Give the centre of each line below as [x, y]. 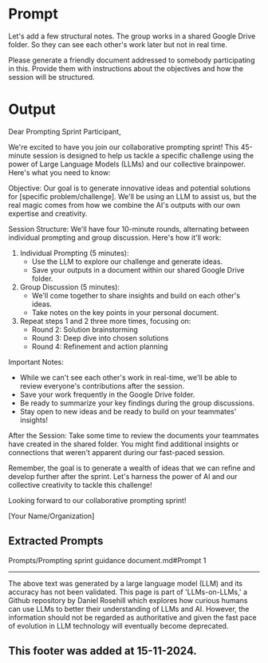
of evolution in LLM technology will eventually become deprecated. [118, 625]
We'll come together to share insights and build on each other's [136, 295]
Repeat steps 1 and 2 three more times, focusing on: [105, 321]
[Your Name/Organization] [51, 516]
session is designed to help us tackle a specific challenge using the [143, 155]
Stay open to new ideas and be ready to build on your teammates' [128, 411]
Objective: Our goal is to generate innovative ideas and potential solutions [130, 188]
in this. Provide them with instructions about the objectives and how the [126, 68]
